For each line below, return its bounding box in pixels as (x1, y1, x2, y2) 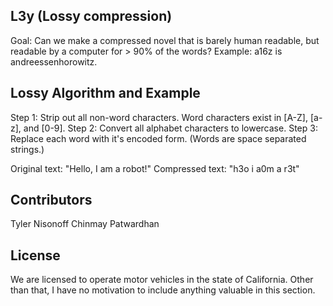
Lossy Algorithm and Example (10, 85, 201, 102)
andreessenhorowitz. (10, 55, 98, 68)
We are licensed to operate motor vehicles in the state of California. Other (10, 274, 314, 286)
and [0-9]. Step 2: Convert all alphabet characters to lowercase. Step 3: (23, 122, 318, 134)
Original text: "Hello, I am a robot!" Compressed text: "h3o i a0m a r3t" (10, 162, 300, 174)
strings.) (10, 143, 45, 155)
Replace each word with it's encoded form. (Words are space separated (10, 132, 307, 144)
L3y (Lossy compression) (10, 8, 173, 25)
